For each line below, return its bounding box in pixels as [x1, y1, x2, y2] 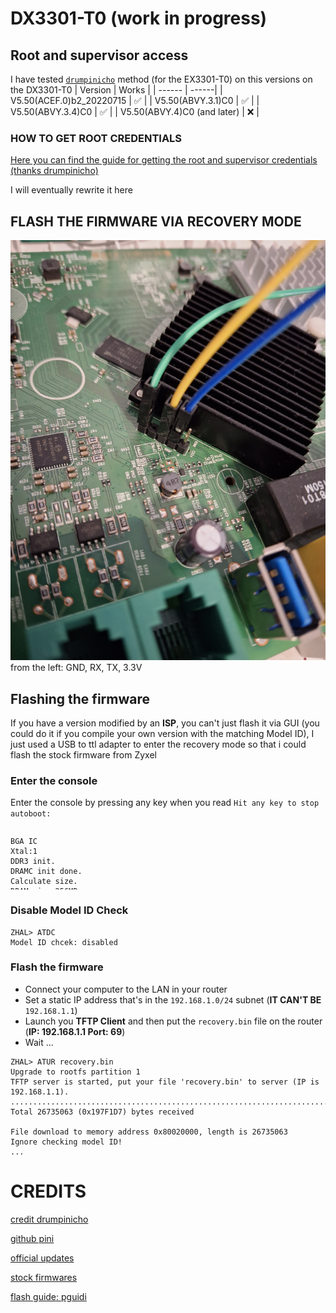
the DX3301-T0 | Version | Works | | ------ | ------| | [10, 84, 223, 96]
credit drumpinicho [10, 1213, 89, 1225]
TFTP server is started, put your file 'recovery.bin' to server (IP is [10, 1077, 320, 1087]
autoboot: [10, 809, 52, 819]
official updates [10, 1252, 75, 1264]
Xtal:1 [10, 847, 38, 857]
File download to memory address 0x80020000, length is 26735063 [10, 1127, 288, 1137]
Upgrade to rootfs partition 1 [10, 1067, 141, 1077]
